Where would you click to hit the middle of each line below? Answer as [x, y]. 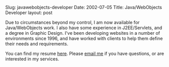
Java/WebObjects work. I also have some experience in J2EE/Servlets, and [84, 28]
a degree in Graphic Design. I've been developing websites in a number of [83, 33]
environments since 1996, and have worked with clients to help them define [84, 38]
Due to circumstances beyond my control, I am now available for [73, 22]
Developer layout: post [29, 13]
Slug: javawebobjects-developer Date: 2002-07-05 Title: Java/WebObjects [84, 7]
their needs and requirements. [37, 44]
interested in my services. [32, 59]
